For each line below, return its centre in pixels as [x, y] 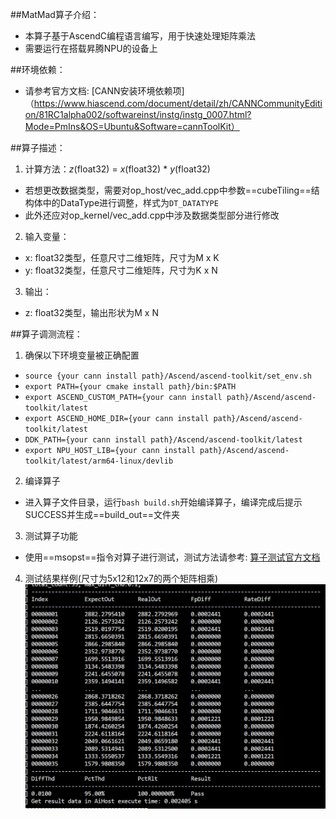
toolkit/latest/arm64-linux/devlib [99, 461]
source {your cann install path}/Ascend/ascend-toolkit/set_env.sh [168, 376]
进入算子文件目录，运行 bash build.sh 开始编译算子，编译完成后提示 [163, 502]
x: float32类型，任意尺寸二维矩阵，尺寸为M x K [122, 257]
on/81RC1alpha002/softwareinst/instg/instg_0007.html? [138, 114]
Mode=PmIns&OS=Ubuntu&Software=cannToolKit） [132, 126]
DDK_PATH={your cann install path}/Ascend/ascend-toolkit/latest [163, 440]
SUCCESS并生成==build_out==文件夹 [102, 514]
